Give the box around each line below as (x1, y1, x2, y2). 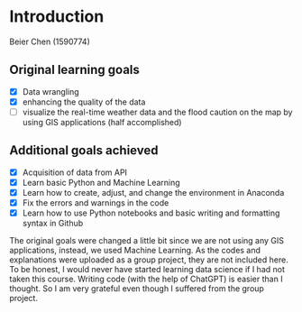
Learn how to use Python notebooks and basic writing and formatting (22, 207, 280, 218)
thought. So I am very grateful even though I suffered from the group (9, 283, 264, 294)
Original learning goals (9, 62, 140, 78)
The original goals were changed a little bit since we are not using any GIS (9, 235, 285, 246)
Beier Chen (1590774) (9, 36, 90, 47)
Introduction (9, 6, 105, 27)
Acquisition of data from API (22, 167, 128, 178)
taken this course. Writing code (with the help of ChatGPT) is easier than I (9, 273, 283, 285)
